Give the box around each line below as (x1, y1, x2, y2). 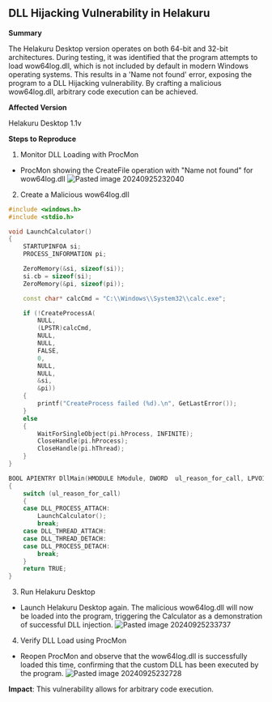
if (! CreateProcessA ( (23, 309, 96, 317)
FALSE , (37, 346, 60, 355)
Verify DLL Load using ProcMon (19, 636, 127, 645)
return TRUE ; (23, 565, 67, 573)
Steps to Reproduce (8, 134, 77, 143)
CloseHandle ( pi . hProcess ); (37, 437, 129, 445)
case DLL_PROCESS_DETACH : (23, 542, 111, 550)
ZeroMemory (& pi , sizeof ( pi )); (23, 280, 125, 288)
